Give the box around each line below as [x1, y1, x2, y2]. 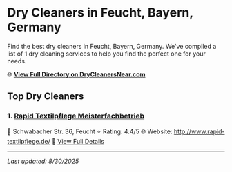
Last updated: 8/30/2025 [7, 157, 79, 165]
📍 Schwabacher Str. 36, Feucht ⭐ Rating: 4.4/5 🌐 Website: [7, 127, 173, 136]
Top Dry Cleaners [7, 91, 84, 103]
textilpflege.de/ [7, 137, 50, 145]
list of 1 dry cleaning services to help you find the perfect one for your [7, 50, 206, 58]
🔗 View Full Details [51, 137, 105, 145]
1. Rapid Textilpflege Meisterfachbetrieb [7, 111, 145, 121]
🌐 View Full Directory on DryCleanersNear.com [7, 70, 146, 78]
